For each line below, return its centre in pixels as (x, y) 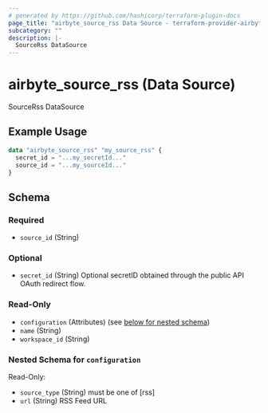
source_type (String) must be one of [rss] (87, 392)
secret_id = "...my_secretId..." (71, 157)
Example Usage (48, 132)
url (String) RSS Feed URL (63, 400)
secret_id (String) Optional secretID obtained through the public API (132, 275)
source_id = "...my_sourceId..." (71, 165)
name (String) (40, 330)
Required (26, 220)
